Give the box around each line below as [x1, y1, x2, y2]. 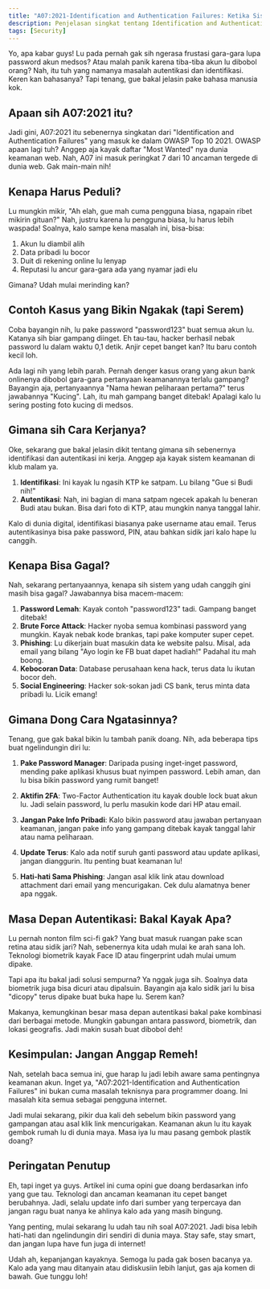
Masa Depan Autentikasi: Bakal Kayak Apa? [8, 912, 231, 926]
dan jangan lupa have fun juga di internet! [8, 1238, 146, 1248]
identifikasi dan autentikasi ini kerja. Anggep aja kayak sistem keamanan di [8, 453, 256, 463]
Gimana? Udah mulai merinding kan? [8, 280, 130, 289]
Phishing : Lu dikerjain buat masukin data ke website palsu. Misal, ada [19, 638, 251, 648]
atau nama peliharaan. [19, 833, 94, 842]
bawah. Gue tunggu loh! [8, 1271, 88, 1281]
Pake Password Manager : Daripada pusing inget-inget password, [19, 759, 239, 768]
